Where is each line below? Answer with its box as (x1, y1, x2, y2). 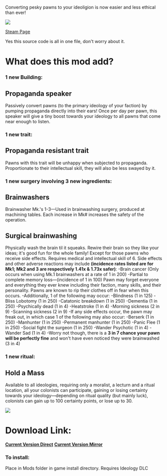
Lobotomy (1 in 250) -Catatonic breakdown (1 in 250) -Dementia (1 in (16, 298, 158, 304)
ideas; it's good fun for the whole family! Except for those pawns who (5, 250, 149, 256)
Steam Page (5, 29, 31, 35)
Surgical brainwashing (5, 231, 77, 240)
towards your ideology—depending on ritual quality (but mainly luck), (5, 392, 148, 398)
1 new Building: (5, 74, 43, 81)
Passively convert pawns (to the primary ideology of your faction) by (5, 102, 147, 108)
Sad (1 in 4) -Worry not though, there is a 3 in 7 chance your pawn (22, 330, 160, 336)
